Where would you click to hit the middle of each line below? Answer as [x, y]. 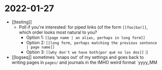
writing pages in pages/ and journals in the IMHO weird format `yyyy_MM [84, 62]
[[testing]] [22, 22]
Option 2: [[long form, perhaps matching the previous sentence [91, 42]
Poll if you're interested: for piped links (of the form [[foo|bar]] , [83, 27]
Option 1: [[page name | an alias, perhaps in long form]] [86, 37]
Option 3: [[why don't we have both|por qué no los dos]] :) [87, 52]
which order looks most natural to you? [58, 32]
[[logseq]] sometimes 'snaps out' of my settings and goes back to [78, 57]
